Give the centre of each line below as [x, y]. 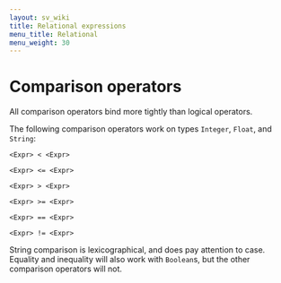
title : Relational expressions [68, 26]
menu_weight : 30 [40, 43]
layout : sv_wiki [40, 17]
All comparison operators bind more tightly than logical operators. [131, 112]
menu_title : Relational [54, 34]
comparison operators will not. [66, 269]
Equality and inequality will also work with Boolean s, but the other [130, 260]
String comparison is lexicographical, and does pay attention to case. [137, 250]
